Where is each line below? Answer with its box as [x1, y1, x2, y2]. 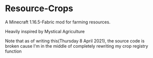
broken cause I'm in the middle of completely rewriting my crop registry [5, 43, 148, 49]
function [5, 48, 22, 54]
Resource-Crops [5, 3, 73, 14]
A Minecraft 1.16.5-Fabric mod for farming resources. [5, 19, 111, 25]
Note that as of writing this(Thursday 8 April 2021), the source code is [5, 38, 145, 44]
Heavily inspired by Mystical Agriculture [5, 28, 85, 34]
